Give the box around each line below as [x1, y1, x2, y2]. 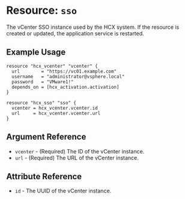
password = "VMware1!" [11, 79, 74, 85]
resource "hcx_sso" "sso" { [6, 99, 77, 105]
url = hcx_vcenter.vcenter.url [11, 110, 101, 116]
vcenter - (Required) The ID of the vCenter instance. [14, 147, 145, 155]
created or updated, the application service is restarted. [6, 29, 144, 37]
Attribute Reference [6, 171, 82, 182]
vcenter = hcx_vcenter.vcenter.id [11, 105, 98, 111]
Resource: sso [6, 4, 77, 17]
